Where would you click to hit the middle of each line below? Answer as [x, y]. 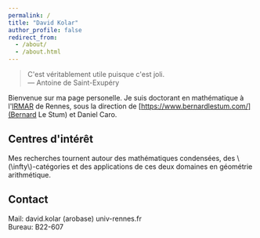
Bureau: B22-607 [36, 227]
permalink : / [29, 15]
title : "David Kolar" [43, 23]
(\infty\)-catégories [39, 167]
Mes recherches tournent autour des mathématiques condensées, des [122, 158]
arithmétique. [29, 174]
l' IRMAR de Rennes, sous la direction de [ [75, 106]
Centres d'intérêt [51, 139]
